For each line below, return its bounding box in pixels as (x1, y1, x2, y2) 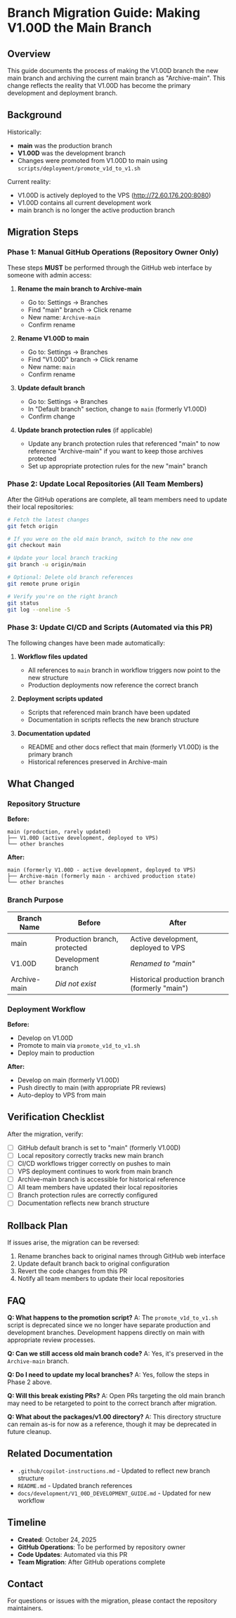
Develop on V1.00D (17, 1034, 74, 1042)
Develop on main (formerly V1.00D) (17, 1076, 120, 1084)
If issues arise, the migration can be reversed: (7, 1238, 140, 1247)
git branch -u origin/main (7, 561, 86, 568)
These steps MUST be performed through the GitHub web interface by (7, 263, 212, 272)
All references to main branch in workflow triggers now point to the (27, 666, 221, 674)
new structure (27, 673, 69, 682)
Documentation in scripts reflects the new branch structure (27, 715, 199, 724)
